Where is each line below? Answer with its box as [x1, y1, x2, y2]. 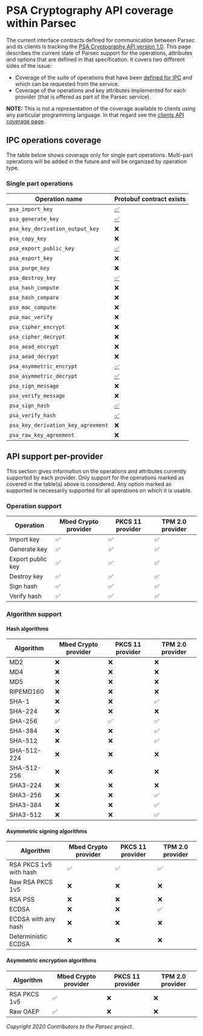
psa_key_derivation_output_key [9, 225, 100, 233]
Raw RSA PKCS [9, 878, 53, 886]
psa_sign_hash [9, 403, 50, 409]
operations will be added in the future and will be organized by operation [6, 158, 187, 165]
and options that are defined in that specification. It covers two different [6, 56, 185, 63]
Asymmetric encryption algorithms [6, 957, 97, 964]
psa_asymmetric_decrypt [9, 373, 78, 380]
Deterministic [9, 932, 47, 940]
